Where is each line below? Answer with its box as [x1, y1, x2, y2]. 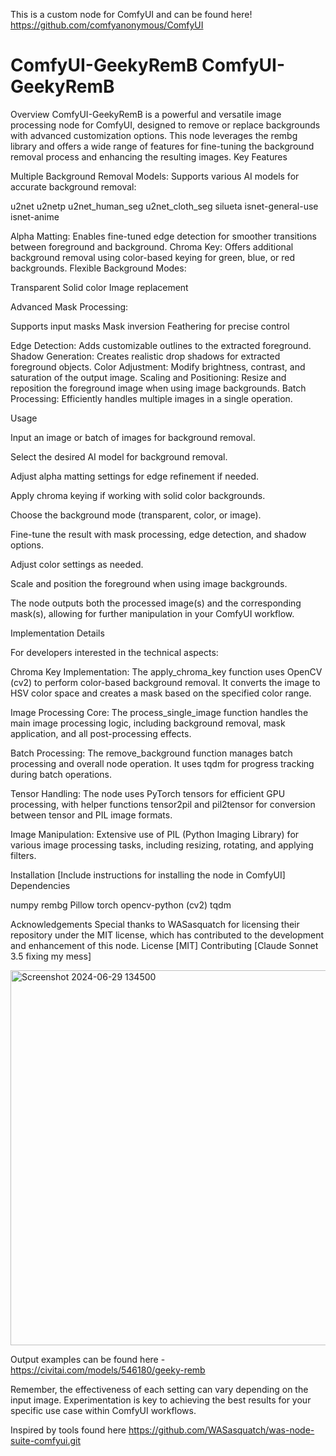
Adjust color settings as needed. [10, 558, 144, 570]
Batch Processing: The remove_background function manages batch [10, 747, 293, 759]
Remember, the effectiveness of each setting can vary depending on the [10, 1383, 309, 1395]
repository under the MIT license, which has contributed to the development [10, 929, 325, 941]
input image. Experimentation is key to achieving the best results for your [10, 1394, 312, 1406]
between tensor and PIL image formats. [10, 809, 173, 821]
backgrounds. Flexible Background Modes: [10, 262, 187, 274]
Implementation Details [10, 627, 105, 639]
